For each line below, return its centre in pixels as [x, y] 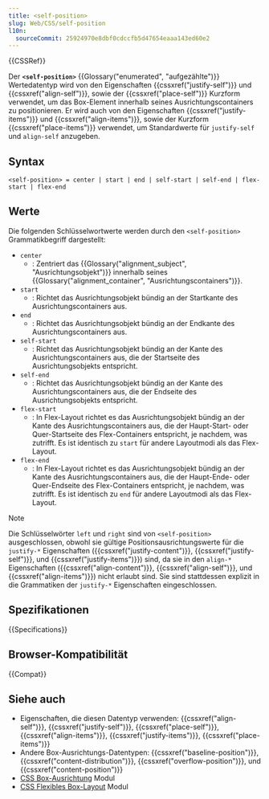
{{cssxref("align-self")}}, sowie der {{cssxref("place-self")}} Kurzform [124, 94]
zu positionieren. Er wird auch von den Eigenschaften [96, 111]
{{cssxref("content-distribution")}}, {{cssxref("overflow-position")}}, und [140, 761]
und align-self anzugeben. [54, 137]
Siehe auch [37, 699]
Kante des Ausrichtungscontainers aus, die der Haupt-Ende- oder [141, 477]
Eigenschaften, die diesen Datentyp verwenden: [99, 719]
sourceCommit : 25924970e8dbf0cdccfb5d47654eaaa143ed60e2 [113, 38]
